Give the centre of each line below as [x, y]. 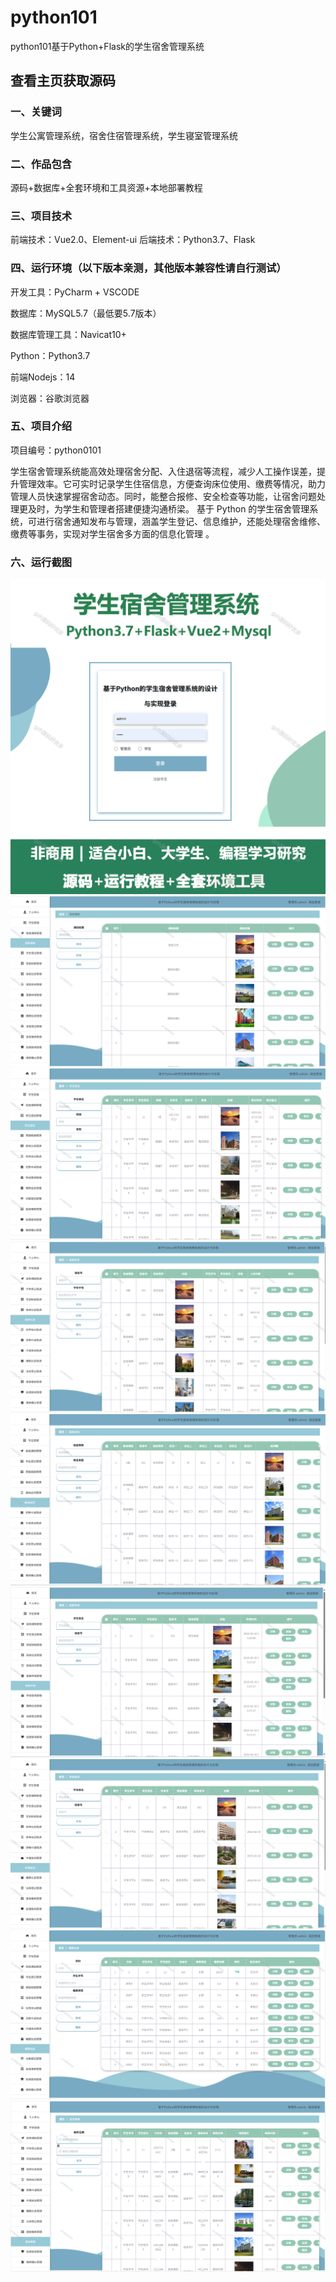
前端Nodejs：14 [43, 377]
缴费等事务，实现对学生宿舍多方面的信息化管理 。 [112, 533]
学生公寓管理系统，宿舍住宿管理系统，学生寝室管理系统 [124, 135]
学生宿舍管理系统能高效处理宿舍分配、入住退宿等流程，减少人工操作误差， [163, 471]
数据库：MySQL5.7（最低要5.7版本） [86, 313]
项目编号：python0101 [56, 450]
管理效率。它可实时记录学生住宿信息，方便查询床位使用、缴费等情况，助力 [172, 483]
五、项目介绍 [41, 426]
